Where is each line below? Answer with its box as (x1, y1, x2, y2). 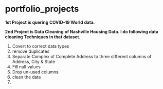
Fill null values (12, 64, 41, 70)
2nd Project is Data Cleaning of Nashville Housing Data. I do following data (5, 29, 159, 34)
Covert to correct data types (12, 43, 70, 49)
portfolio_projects (5, 3, 79, 15)
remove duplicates (12, 48, 50, 54)
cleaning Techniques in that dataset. (5, 34, 81, 40)
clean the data (12, 74, 41, 80)
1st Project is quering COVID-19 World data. (5, 19, 95, 25)
